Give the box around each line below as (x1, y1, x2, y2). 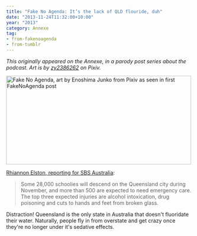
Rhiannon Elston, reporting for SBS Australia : (6, 169, 115, 176)
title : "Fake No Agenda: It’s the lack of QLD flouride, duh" (6, 8, 163, 15)
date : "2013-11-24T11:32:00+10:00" (6, 14, 94, 20)
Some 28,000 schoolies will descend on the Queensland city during (20, 181, 186, 188)
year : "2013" (6, 19, 38, 25)
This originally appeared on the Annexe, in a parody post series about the (6, 57, 186, 65)
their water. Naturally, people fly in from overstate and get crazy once (6, 217, 176, 224)
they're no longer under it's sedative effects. (6, 223, 114, 230)
